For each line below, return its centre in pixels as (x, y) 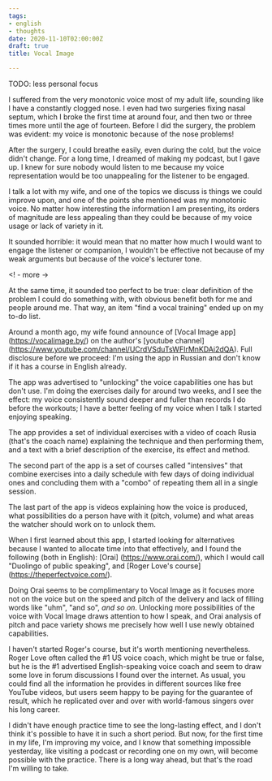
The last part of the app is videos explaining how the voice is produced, (128, 507)
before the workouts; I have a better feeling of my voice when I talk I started (135, 408)
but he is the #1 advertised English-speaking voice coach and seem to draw (135, 666)
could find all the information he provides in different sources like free (125, 684)
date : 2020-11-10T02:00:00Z (56, 39)
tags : (17, 16)
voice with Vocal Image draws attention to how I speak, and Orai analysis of (135, 616)
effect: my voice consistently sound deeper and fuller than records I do (127, 399)
